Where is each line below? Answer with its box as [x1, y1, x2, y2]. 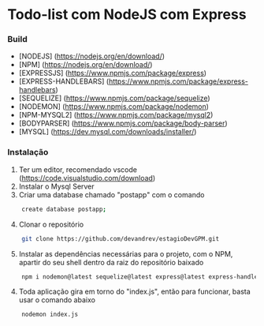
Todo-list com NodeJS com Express [7, 6, 247, 24]
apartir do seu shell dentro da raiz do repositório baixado [18, 257, 204, 267]
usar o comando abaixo [18, 295, 96, 305]
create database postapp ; [21, 205, 107, 213]
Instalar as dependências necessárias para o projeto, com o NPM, [18, 249, 233, 258]
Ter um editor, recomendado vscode [18, 164, 137, 174]
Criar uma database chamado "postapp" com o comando [18, 189, 205, 199]
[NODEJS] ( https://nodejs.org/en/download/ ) [18, 51, 165, 61]
